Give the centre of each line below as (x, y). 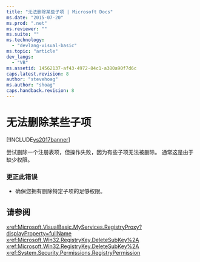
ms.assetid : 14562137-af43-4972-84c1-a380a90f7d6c (72, 68)
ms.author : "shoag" (31, 85)
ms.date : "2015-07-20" (35, 18)
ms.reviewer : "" (27, 29)
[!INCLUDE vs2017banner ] (38, 139)
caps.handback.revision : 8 (40, 91)
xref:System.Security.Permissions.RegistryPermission (73, 252)
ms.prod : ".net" (27, 23)
